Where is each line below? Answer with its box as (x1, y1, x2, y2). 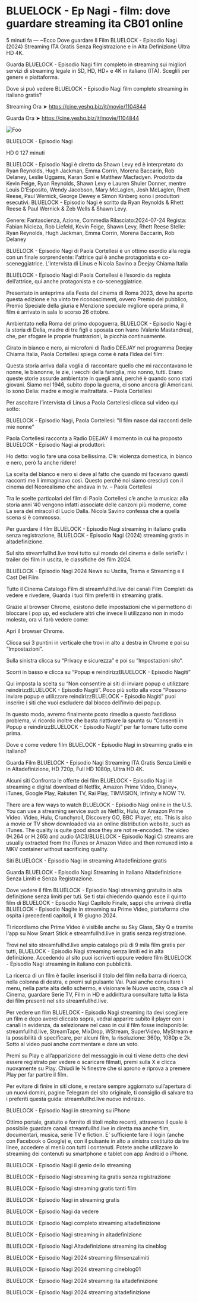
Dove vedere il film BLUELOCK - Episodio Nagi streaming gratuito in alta (6, 886, 182, 893)
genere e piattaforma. (6, 73, 59, 81)
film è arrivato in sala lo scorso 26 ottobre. (6, 308, 110, 316)
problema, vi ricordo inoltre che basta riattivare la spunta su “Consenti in (6, 717, 184, 724)
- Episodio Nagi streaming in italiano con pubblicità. (6, 960, 132, 967)
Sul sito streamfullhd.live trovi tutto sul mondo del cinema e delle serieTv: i (6, 549, 188, 556)
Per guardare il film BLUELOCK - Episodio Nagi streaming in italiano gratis (6, 525, 187, 532)
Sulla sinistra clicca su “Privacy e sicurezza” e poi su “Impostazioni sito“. (6, 657, 183, 664)
